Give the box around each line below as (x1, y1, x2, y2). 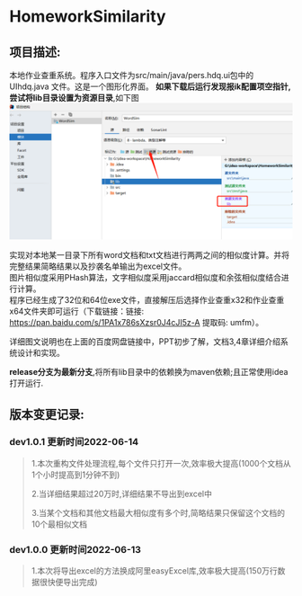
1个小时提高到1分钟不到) (31, 469, 120, 480)
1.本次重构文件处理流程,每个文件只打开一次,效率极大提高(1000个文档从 (31, 458, 291, 468)
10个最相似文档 (31, 519, 88, 529)
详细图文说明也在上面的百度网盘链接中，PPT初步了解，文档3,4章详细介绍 (9, 336, 281, 347)
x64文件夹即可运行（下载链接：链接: (9, 306, 145, 316)
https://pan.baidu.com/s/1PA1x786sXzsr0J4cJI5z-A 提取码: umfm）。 (9, 317, 264, 328)
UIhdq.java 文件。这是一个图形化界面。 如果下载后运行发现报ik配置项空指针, (9, 81, 291, 92)
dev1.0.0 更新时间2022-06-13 (9, 543, 142, 556)
